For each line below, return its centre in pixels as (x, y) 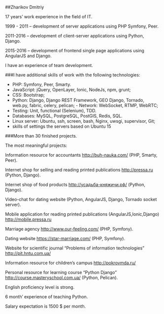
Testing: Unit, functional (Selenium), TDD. (54, 111)
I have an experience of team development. (49, 65)
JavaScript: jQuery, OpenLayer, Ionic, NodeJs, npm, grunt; (71, 90)
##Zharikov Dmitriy (25, 7)
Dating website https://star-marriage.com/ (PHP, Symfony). (65, 238)
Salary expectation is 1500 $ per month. (46, 306)
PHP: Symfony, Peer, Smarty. (42, 84)
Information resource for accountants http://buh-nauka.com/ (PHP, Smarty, (81, 155)
